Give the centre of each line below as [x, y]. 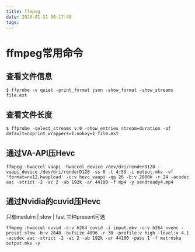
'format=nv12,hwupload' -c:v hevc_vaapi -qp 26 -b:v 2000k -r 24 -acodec [98, 177]
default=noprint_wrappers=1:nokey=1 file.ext [62, 134]
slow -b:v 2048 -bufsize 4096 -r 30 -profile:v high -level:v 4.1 [107, 233]
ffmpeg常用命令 [45, 53]
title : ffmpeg [23, 11]
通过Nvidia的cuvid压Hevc [53, 201]
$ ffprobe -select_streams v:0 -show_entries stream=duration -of [88, 129]
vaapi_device [22, 172]
